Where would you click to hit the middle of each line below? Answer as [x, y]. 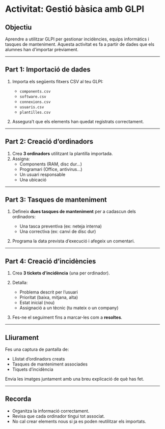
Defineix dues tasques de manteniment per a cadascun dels [74, 212]
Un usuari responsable [42, 174]
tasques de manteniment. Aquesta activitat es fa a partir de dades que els [80, 44]
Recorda [18, 399]
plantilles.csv [35, 112]
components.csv [35, 91]
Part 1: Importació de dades [48, 70]
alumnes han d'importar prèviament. [42, 49]
